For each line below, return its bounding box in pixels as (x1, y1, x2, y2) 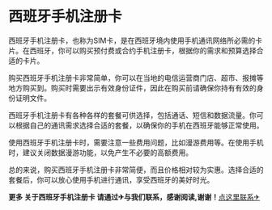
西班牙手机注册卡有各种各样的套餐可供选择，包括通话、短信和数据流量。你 (8, 110, 257, 120)
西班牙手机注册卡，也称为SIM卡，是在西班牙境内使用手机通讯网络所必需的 (8, 36, 256, 45)
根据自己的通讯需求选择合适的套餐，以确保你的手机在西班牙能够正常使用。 (15, 120, 264, 130)
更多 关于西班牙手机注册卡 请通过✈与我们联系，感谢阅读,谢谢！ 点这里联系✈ (8, 191, 261, 202)
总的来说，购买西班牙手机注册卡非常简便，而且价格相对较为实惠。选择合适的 (8, 165, 264, 174)
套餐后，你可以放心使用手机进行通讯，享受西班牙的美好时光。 (8, 174, 215, 184)
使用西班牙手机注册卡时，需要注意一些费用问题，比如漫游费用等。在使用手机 (8, 137, 264, 147)
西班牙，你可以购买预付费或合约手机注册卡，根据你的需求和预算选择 (29, 45, 257, 55)
